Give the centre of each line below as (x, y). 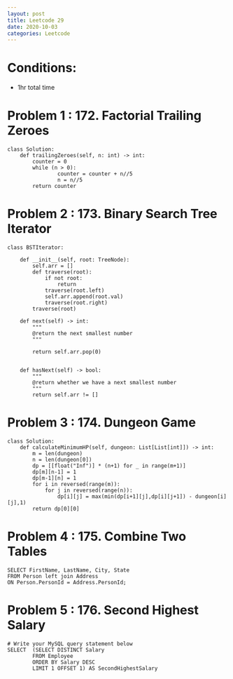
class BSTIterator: (36, 248)
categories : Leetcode (39, 33)
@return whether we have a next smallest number (105, 383)
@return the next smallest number (83, 334)
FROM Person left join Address (53, 576)
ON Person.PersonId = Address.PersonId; (67, 582)
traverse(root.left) (75, 291)
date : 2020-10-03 (33, 27)
